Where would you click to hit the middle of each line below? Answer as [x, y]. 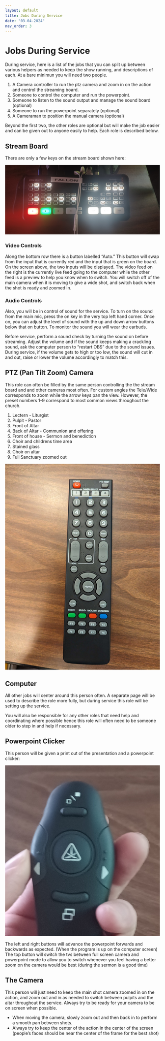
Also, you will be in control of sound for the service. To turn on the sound [79, 311]
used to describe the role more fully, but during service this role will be [77, 701]
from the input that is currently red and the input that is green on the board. [81, 261]
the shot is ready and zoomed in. [38, 287]
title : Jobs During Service [34, 16]
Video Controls [23, 246]
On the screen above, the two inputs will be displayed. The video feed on [79, 267]
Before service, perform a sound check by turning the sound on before [77, 336]
